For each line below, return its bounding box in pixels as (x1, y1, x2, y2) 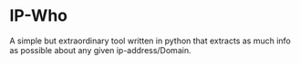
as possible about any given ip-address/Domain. (9, 44, 191, 55)
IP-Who (9, 5, 68, 26)
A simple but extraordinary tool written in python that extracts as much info (9, 35, 292, 46)
